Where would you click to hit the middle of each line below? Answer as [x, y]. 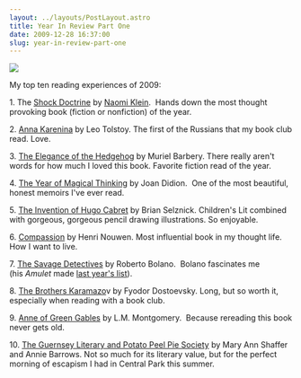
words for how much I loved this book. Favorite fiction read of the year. [140, 166]
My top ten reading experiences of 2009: [85, 85]
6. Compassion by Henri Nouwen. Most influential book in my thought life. [146, 237]
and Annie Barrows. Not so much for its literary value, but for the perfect [143, 355]
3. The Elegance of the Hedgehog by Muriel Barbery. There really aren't [142, 156]
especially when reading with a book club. [87, 301]
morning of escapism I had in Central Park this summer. [112, 364]
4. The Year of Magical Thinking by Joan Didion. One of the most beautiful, [149, 183]
